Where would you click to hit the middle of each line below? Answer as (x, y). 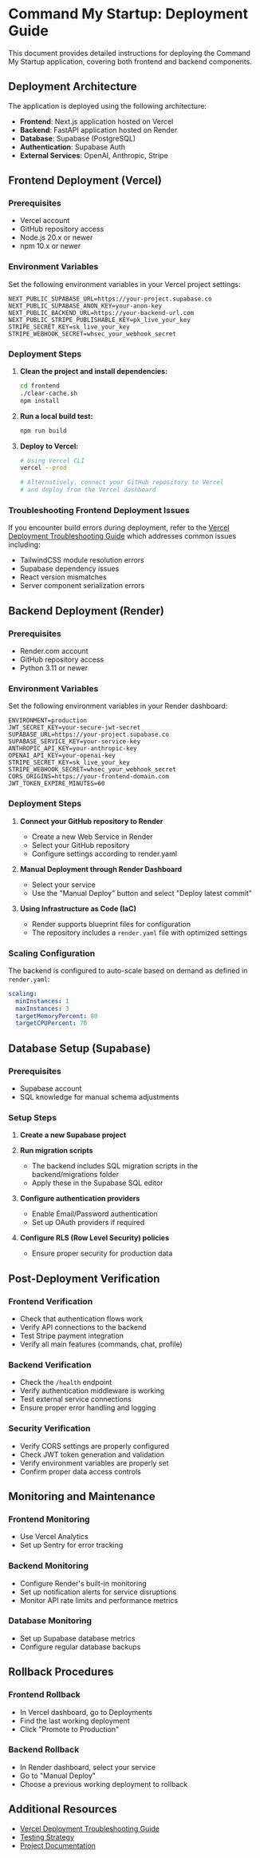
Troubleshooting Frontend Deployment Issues (99, 510)
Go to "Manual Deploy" (57, 1776)
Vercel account (45, 221)
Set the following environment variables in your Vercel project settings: (124, 284)
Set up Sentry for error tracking (71, 1545)
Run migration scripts (56, 1151)
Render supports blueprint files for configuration (111, 924)
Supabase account (51, 1088)
